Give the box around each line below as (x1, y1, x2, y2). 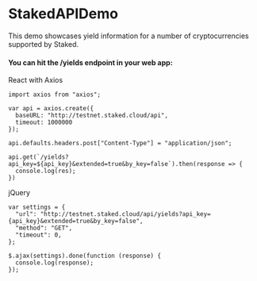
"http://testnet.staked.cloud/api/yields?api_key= (40, 210, 212, 218)
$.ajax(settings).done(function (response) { (8, 252, 161, 260)
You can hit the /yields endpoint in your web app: (8, 57, 173, 67)
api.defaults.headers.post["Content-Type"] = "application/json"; (8, 140, 232, 148)
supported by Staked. (8, 39, 79, 48)
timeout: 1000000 (15, 118, 73, 127)
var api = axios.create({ (8, 105, 94, 113)
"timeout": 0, (15, 231, 62, 239)
